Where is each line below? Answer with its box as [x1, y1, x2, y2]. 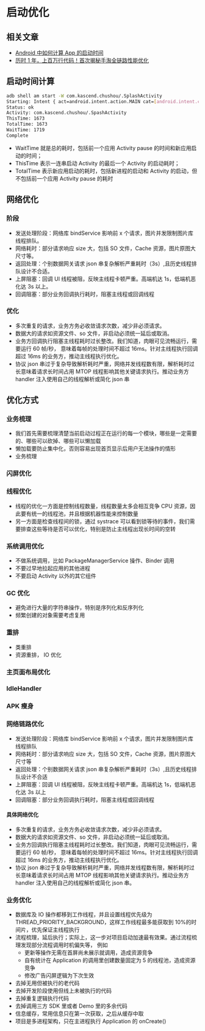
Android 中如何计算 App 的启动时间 [15, 49, 104, 56]
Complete [6, 132, 29, 138]
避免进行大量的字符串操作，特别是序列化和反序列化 [15, 604, 144, 611]
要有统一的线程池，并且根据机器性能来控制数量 [20, 510, 138, 517]
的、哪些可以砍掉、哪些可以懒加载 [15, 437, 101, 445]
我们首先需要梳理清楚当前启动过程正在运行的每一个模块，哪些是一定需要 [15, 429, 197, 437]
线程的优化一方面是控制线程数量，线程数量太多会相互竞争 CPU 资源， [15, 502, 190, 509]
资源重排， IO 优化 [15, 651, 62, 658]
